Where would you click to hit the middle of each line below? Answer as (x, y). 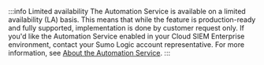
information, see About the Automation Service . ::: (89, 53)
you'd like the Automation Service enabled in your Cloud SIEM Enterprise (126, 36)
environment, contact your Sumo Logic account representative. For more (126, 45)
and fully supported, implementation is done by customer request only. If (126, 28)
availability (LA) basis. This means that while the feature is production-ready (132, 20)
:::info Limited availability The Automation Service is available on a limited (127, 11)
